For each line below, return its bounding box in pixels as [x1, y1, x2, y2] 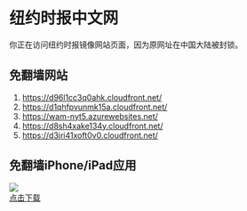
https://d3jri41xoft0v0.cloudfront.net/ [21, 130, 158, 141]
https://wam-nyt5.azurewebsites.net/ [21, 110, 158, 121]
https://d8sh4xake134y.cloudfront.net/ [21, 120, 163, 131]
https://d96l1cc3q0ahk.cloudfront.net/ [21, 92, 163, 102]
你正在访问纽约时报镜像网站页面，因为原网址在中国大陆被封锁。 [9, 39, 243, 50]
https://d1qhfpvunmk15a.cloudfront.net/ [21, 101, 168, 112]
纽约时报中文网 [9, 8, 119, 28]
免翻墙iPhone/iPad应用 [9, 158, 137, 174]
